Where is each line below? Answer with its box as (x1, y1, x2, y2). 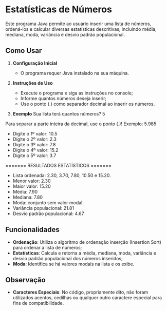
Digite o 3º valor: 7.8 (12, 141, 56, 147)
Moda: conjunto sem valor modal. (12, 199, 84, 206)
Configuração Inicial (12, 60, 58, 66)
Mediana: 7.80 (12, 194, 43, 200)
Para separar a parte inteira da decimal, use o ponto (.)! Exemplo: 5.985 (5, 121, 157, 127)
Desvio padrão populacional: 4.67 (12, 210, 84, 217)
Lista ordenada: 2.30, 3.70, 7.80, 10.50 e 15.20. (12, 172, 112, 178)
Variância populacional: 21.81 (12, 205, 75, 211)
